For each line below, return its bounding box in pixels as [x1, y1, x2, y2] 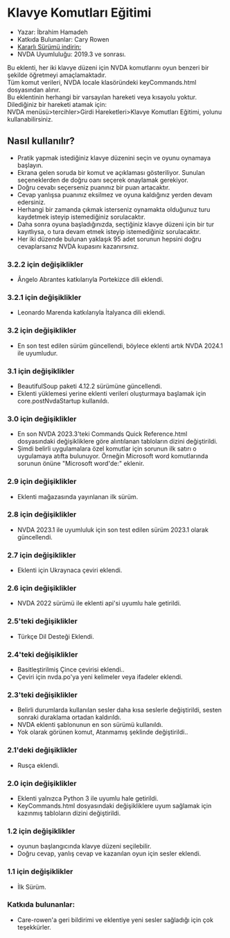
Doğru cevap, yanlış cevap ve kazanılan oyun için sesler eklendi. [17, 849, 202, 858]
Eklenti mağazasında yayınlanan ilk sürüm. [17, 492, 139, 501]
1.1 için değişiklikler [7, 866, 73, 876]
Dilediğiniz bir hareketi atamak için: [7, 100, 107, 108]
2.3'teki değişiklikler [7, 689, 78, 699]
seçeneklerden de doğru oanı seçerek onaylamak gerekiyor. [17, 176, 189, 184]
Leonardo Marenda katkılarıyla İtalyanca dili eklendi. [17, 308, 166, 317]
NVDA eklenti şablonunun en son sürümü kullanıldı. [17, 721, 163, 729]
